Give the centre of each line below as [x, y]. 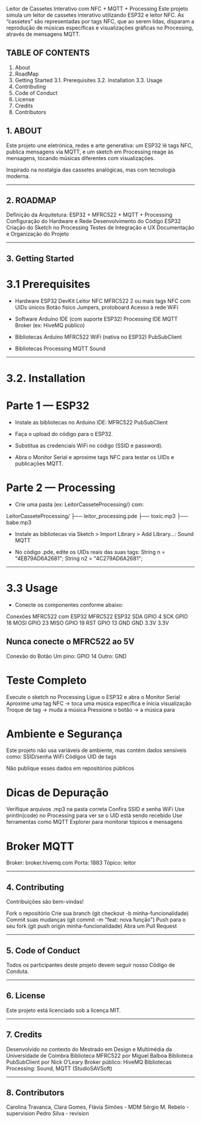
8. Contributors [35, 1093]
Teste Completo [46, 680]
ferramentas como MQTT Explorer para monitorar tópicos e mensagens [94, 822]
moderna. [18, 176]
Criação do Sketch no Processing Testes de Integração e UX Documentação [100, 228]
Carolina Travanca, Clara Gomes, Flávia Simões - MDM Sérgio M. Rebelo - [98, 1107]
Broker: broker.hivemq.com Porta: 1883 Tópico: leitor [71, 863]
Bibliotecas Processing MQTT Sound [60, 348]
